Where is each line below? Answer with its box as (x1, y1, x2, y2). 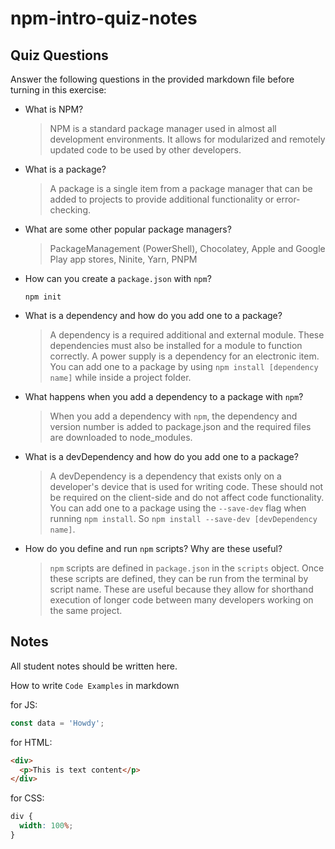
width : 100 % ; (19, 821, 74, 831)
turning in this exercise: (10, 84, 107, 96)
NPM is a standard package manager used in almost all (49, 123, 277, 134)
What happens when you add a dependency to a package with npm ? (24, 391, 304, 402)
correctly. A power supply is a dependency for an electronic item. (49, 350, 320, 362)
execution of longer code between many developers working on (49, 594, 314, 606)
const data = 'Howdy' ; (10, 718, 105, 728)
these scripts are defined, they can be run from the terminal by (49, 573, 309, 584)
